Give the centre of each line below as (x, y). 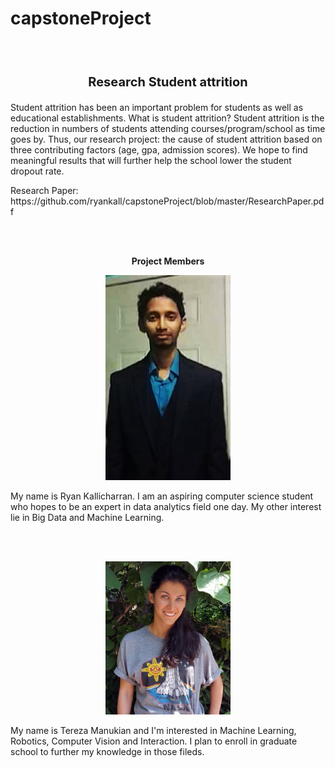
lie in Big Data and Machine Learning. (87, 518)
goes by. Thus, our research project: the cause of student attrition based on (166, 139)
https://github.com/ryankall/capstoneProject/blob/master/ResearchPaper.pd (167, 201)
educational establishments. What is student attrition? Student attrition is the (167, 118)
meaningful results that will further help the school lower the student (151, 160)
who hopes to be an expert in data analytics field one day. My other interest (166, 507)
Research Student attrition (168, 81)
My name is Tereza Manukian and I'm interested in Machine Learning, (153, 730)
